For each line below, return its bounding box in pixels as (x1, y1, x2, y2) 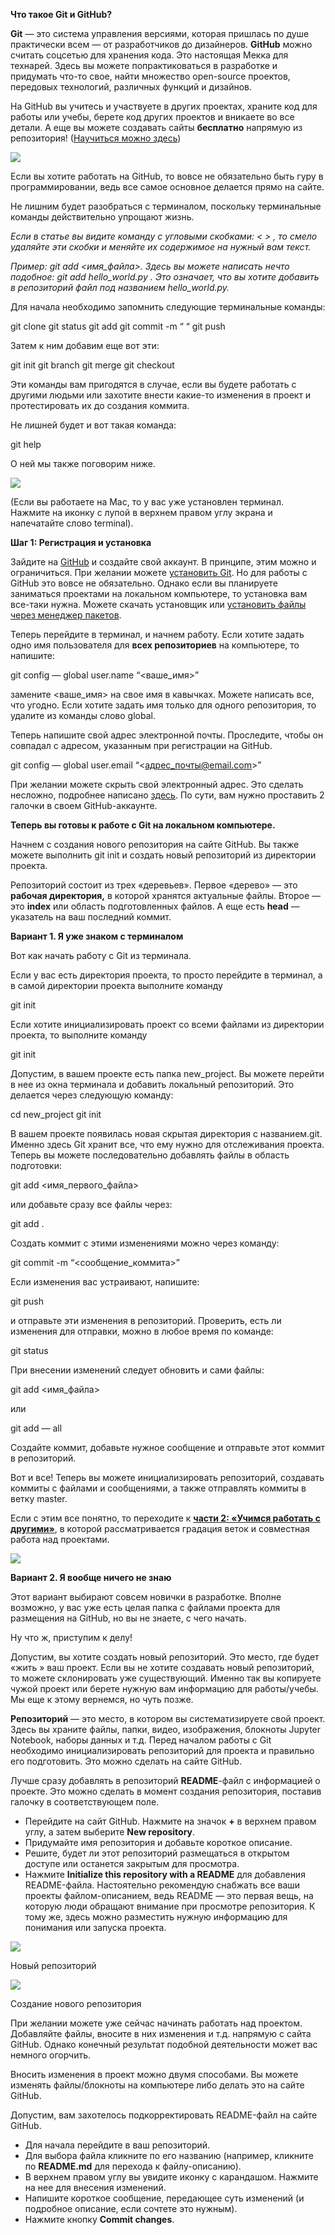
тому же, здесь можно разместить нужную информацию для (24, 1911, 288, 1923)
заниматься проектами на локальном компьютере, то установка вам (10, 588, 308, 599)
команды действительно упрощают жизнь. (10, 211, 195, 223)
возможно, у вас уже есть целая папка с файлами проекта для (10, 1602, 281, 1613)
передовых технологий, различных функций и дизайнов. (10, 81, 253, 93)
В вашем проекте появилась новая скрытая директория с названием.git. (10, 1128, 323, 1139)
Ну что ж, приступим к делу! (10, 1632, 133, 1643)
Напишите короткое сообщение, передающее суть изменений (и (24, 2192, 305, 2204)
